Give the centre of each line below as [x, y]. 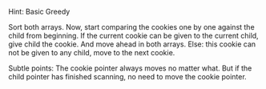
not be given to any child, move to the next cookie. [92, 53]
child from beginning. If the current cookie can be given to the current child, [133, 36]
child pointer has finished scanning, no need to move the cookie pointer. [127, 77]
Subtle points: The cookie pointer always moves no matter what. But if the [130, 68]
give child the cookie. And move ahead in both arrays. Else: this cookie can [132, 44]
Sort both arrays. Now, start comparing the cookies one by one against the [131, 27]
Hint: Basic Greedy [39, 12]
